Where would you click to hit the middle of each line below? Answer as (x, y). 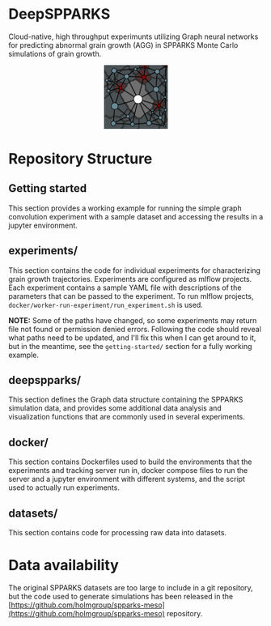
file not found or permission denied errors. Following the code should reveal (135, 329)
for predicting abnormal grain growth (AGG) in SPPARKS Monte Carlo (123, 45)
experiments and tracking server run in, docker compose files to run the (128, 471)
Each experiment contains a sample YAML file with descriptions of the (125, 287)
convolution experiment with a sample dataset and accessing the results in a (136, 216)
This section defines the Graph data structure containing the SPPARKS (126, 400)
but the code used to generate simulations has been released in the (121, 596)
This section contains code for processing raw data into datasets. (118, 532)
